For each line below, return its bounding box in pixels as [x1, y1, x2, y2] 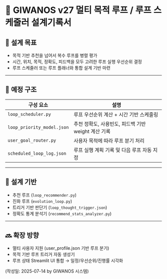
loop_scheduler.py [7, 111, 51, 117]
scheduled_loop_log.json [7, 150, 67, 156]
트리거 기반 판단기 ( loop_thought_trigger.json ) [12, 204, 107, 210]
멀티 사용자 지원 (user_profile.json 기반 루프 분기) [12, 245, 109, 251]
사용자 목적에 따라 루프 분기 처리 [74, 137, 145, 144]
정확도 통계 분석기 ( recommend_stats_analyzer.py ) [12, 210, 112, 216]
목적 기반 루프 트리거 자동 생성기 [12, 252, 75, 258]
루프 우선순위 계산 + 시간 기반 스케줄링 [74, 111, 159, 118]
